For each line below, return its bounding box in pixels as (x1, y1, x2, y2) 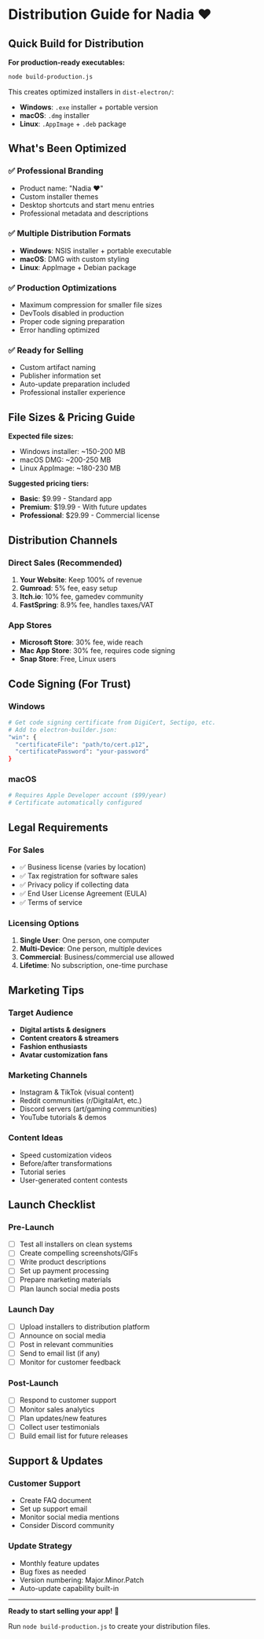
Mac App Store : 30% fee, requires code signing (19, 646, 175, 655)
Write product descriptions (19, 1257, 107, 1267)
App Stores (8, 619, 53, 630)
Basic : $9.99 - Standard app (19, 494, 112, 504)
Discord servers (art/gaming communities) (19, 1104, 157, 1114)
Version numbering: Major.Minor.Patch (19, 1575, 145, 1585)
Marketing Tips (8, 984, 85, 997)
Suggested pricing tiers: (8, 478, 89, 489)
